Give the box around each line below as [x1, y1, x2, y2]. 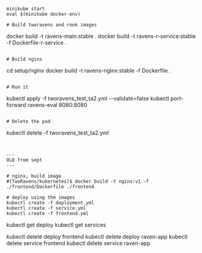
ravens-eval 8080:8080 [27, 101, 88, 108]
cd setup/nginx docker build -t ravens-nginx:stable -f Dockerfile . [6, 67, 171, 74]
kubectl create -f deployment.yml [6, 200, 95, 206]
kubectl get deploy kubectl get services [6, 221, 107, 229]
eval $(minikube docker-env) [6, 11, 81, 17]
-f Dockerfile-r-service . [6, 39, 67, 46]
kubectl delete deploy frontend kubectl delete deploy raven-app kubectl [6, 233, 188, 240]
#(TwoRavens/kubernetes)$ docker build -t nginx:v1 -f [6, 178, 149, 185]
